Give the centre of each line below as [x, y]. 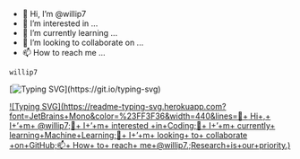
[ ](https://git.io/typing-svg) [85, 89]
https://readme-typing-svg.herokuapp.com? [145, 106]
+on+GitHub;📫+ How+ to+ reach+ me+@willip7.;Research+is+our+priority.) [150, 145]
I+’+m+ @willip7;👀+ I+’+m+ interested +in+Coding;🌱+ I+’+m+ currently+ [142, 125]
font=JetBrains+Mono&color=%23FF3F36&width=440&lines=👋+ [129, 116]
